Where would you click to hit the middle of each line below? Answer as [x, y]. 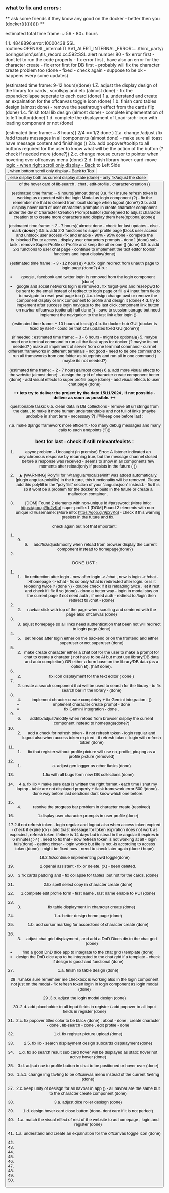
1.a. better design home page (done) [88, 916]
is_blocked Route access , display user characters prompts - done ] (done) [80, 240]
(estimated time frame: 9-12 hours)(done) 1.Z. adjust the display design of [81, 85]
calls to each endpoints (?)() [84, 430]
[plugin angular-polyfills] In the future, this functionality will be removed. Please [88, 480]
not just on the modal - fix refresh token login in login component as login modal [84, 984]
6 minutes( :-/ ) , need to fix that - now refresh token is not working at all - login [84, 839]
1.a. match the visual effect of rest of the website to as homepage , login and [88, 1120]
